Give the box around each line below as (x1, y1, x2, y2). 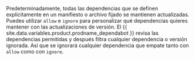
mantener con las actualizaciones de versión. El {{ (6, 23, 127, 30)
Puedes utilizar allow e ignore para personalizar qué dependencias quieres (6, 17, 188, 24)
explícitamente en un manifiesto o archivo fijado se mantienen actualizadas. (6, 11, 190, 18)
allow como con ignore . (6, 48, 64, 55)
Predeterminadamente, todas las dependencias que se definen (6, 5, 159, 12)
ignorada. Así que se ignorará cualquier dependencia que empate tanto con (6, 42, 189, 49)
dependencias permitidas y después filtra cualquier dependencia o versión (6, 36, 187, 42)
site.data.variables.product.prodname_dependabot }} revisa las (6, 30, 159, 37)
